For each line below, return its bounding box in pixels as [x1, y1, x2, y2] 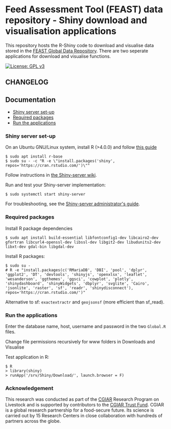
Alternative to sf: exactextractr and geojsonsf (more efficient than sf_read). [5, 298, 165, 305]
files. [5, 329, 16, 335]
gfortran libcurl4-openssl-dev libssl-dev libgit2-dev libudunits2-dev [5, 240, 161, 245]
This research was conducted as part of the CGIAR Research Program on [5, 396, 159, 402]
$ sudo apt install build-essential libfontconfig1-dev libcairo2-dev [5, 235, 159, 240]
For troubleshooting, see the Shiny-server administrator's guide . [5, 201, 140, 207]
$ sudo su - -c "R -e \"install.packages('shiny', [5, 159, 115, 164]
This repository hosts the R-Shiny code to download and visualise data [5, 42, 154, 48]
